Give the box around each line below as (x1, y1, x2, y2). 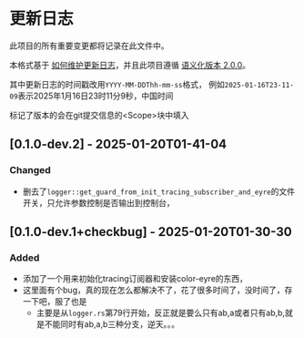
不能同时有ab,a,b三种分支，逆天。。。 (44, 319, 180, 330)
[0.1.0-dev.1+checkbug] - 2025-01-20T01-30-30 (9, 224, 293, 240)
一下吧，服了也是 (22, 296, 87, 307)
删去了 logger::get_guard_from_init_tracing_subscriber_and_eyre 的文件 (22, 186, 296, 197)
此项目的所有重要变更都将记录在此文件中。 (9, 40, 169, 51)
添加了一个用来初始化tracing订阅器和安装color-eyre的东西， (22, 273, 248, 284)
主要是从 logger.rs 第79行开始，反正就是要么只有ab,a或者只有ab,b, (35, 307, 285, 319)
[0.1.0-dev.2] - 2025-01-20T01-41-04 (9, 137, 228, 152)
